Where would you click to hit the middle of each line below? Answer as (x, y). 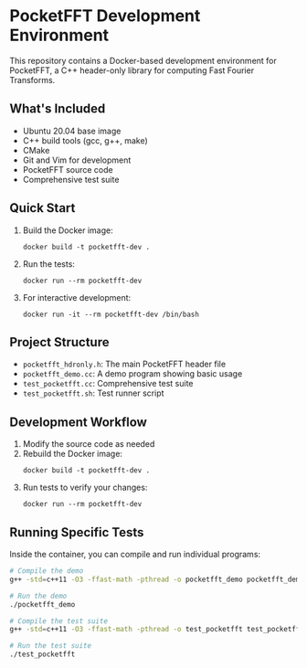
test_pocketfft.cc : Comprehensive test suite (108, 384)
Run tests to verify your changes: (85, 488)
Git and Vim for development (77, 160)
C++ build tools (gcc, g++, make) (85, 140)
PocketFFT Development (105, 16)
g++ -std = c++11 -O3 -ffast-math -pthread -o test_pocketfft (127, 630)
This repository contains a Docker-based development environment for (143, 60)
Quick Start (42, 208)
